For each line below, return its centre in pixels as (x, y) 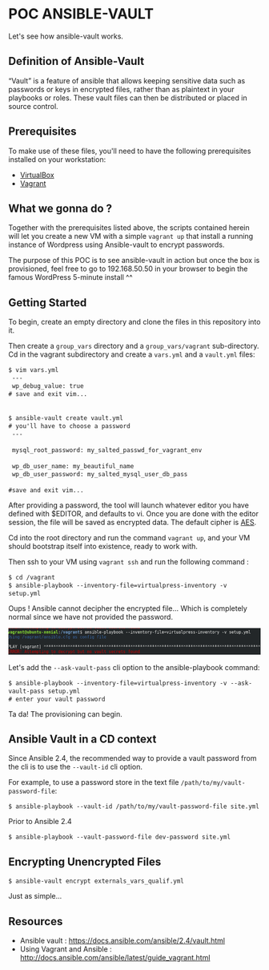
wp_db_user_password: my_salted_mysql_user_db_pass (100, 475)
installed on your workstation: (57, 159)
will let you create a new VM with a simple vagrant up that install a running (131, 236)
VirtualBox (37, 175)
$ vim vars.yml (34, 370)
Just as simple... (35, 896)
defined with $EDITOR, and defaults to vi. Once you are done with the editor (133, 514)
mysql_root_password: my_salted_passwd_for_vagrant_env (107, 451)
